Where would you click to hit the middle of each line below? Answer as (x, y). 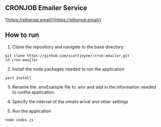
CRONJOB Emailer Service (46, 8)
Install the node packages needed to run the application (68, 69)
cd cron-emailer (21, 60)
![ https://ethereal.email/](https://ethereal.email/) (53, 19)
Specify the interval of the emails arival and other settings (70, 101)
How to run (22, 35)
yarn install (18, 78)
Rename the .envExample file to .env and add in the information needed (84, 87)
